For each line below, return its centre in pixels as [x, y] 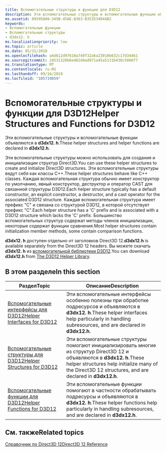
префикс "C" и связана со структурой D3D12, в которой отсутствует [77, 205]
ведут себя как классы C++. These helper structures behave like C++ [77, 173]
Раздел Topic [35, 286]
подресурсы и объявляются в [102, 396]
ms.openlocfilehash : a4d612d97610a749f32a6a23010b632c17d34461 [72, 56]
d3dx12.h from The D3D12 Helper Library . [48, 256]
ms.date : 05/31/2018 [26, 51]
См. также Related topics [44, 432]
